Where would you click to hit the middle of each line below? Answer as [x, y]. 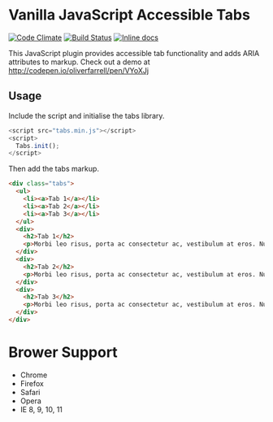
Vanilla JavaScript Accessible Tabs [129, 15]
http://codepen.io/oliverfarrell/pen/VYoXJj [78, 70]
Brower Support [63, 352]
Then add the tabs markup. [54, 169]
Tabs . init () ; [38, 146]
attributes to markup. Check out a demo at [79, 62]
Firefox [32, 383]
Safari [30, 392]
